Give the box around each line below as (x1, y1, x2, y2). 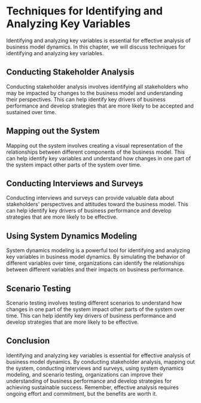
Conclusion (6, 336, 50, 346)
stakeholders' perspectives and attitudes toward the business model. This (6, 201, 188, 208)
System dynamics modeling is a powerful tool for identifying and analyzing (6, 247, 190, 254)
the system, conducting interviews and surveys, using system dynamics (6, 365, 184, 372)
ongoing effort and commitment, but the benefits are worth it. (6, 390, 157, 397)
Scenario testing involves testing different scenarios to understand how (6, 299, 182, 306)
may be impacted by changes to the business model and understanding (6, 89, 183, 97)
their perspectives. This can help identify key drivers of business (6, 95, 166, 103)
